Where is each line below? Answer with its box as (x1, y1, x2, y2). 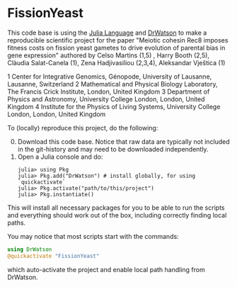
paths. (7, 218, 26, 227)
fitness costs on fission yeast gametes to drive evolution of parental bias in (7, 43, 226, 52)
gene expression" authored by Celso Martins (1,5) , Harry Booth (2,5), (7, 51, 210, 60)
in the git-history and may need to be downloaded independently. (17, 145, 209, 153)
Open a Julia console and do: (17, 152, 103, 161)
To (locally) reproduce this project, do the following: (7, 123, 158, 132)
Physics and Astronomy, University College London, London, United (7, 94, 205, 103)
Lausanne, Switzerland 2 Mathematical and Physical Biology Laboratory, (7, 79, 218, 88)
